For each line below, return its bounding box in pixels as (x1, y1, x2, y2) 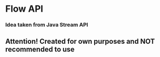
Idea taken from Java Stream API (5, 21, 88, 28)
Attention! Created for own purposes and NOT (5, 37, 155, 46)
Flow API (5, 3, 43, 15)
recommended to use (5, 45, 75, 53)
